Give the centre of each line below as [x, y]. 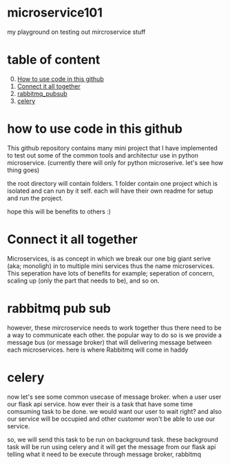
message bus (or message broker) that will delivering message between [109, 342]
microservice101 [55, 13]
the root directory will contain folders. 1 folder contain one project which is [113, 183]
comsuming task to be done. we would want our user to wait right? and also [115, 411]
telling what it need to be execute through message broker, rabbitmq [104, 454]
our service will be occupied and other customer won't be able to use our [111, 419]
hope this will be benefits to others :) [59, 211]
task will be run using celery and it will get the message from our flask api [112, 446]
